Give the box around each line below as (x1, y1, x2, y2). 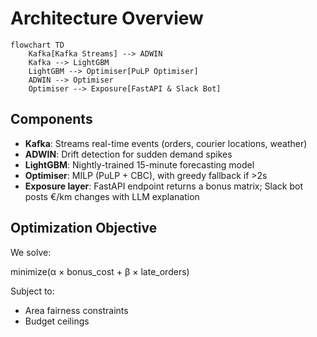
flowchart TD (10, 40, 65, 50)
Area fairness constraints (24, 304, 129, 316)
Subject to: (10, 285, 55, 297)
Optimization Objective (10, 220, 158, 237)
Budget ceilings (24, 315, 90, 327)
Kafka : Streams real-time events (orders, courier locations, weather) (24, 137, 308, 149)
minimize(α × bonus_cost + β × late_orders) (10, 265, 190, 277)
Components (10, 111, 93, 128)
